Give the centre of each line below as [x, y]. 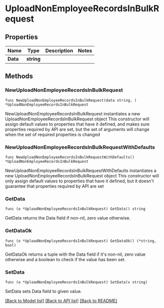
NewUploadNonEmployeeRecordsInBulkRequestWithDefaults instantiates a [81, 170]
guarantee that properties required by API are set [55, 186]
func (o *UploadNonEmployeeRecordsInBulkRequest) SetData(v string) [76, 282]
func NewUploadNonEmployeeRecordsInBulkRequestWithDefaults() [70, 157]
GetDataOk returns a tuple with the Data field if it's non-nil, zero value [75, 254]
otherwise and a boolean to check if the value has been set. [65, 259]
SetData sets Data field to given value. [44, 291]
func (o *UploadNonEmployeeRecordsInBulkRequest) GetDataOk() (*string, [81, 241]
